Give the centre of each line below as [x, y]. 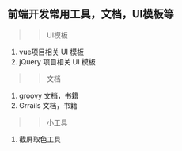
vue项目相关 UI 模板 [51, 52]
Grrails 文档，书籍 [48, 105]
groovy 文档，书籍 [49, 95]
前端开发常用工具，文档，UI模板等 [91, 14]
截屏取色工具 [40, 139]
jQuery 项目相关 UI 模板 [57, 61]
